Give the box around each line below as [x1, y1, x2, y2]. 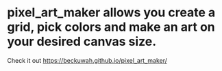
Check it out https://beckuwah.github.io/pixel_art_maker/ [7, 56, 168, 64]
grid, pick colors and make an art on [7, 19, 215, 35]
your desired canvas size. [7, 34, 157, 49]
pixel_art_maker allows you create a [7, 5, 216, 20]
